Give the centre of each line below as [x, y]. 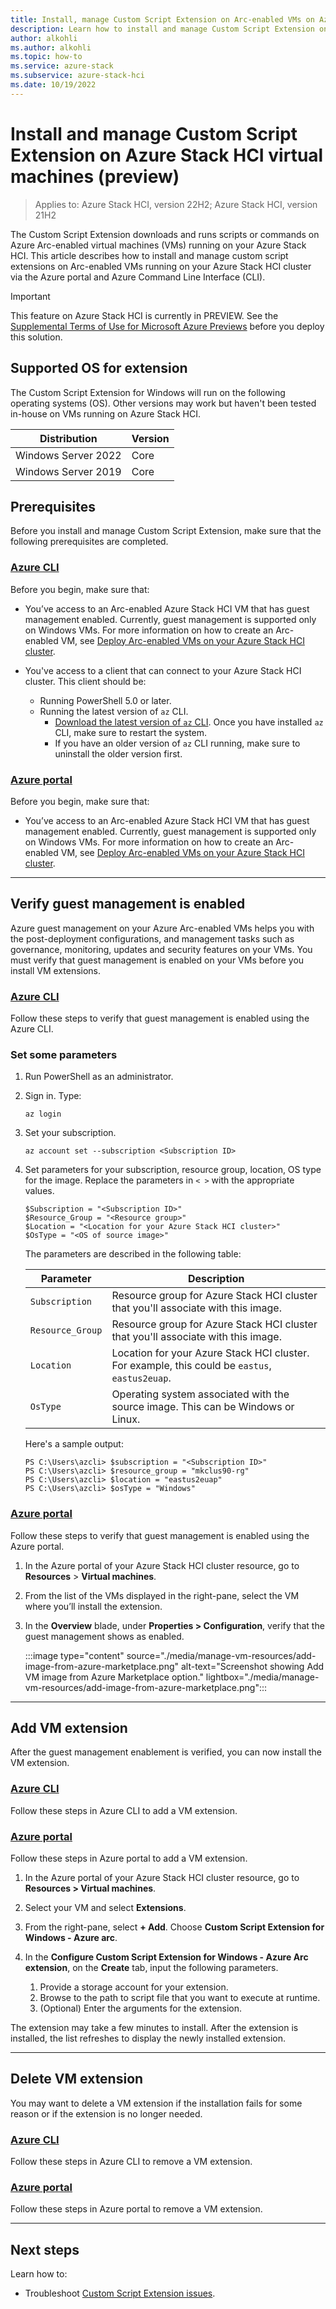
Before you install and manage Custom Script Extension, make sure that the [166, 531]
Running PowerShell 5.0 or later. [105, 700]
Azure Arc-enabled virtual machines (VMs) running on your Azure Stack [158, 245]
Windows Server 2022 [68, 455]
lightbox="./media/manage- [262, 1677]
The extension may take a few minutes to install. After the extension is [154, 2028]
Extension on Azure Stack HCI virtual [167, 155]
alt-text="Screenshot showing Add [252, 1666]
